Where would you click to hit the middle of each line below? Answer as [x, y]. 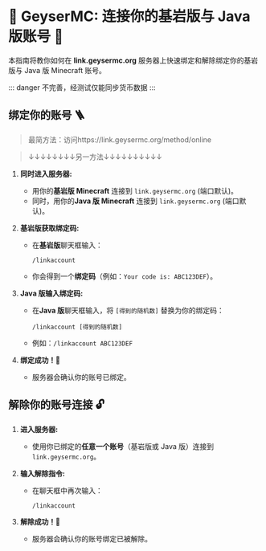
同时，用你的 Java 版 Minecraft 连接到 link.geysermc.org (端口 [135, 201]
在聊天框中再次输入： [67, 490]
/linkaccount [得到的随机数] [77, 327]
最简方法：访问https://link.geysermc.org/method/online [120, 139]
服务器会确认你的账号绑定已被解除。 [92, 538]
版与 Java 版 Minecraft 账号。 [57, 70]
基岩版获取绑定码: [49, 228]
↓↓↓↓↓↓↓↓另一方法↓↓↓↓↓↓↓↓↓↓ [95, 157]
